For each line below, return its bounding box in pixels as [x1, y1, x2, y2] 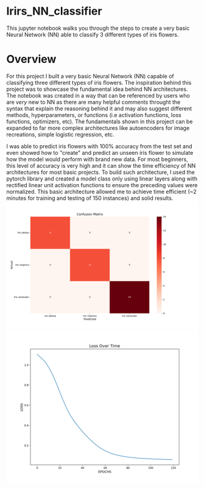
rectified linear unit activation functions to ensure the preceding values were [6, 181, 198, 188]
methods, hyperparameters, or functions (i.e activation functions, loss [6, 111, 181, 118]
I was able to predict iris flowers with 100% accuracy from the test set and [6, 142, 193, 150]
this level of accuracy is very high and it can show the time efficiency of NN [6, 162, 196, 169]
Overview [6, 52, 57, 66]
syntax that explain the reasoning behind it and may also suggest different [6, 105, 192, 112]
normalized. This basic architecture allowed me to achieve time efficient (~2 [6, 188, 197, 195]
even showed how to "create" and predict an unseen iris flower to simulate [6, 149, 194, 156]
